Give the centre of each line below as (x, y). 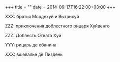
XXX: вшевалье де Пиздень (34, 54)
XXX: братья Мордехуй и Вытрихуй (42, 16)
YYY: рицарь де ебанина (31, 45)
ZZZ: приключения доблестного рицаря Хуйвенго (57, 26)
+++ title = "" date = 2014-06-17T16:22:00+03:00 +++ (60, 7)
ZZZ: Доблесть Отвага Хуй (33, 35)
